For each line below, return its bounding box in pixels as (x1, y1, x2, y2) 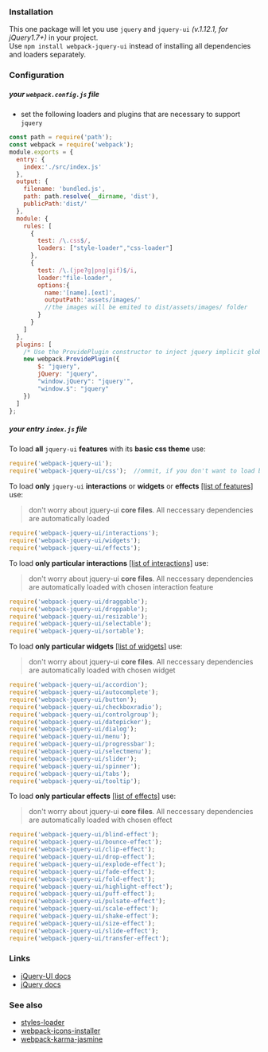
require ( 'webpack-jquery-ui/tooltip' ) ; (9, 777, 142, 785)
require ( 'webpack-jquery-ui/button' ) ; (9, 695, 138, 703)
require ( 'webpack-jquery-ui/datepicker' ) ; (9, 718, 152, 726)
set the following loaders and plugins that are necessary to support (20, 110, 241, 119)
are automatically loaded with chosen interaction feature (28, 582, 214, 591)
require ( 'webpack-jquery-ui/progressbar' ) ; (9, 740, 156, 748)
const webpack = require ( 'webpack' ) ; (9, 141, 134, 149)
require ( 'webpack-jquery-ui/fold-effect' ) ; (9, 875, 156, 883)
